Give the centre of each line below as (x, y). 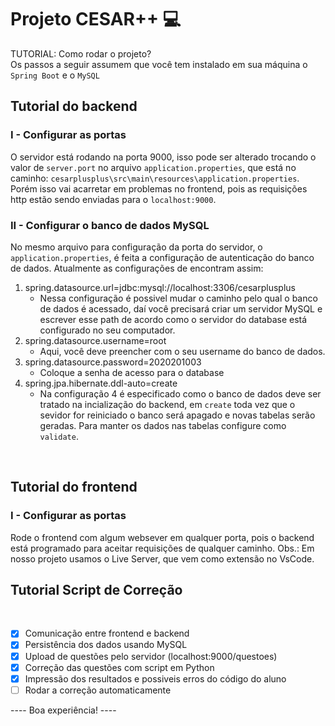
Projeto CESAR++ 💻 (96, 19)
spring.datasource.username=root (95, 340)
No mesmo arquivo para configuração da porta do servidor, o (136, 247)
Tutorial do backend (74, 106)
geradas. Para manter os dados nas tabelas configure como (163, 425)
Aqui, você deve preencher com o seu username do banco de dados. (182, 351)
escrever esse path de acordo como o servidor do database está (173, 319)
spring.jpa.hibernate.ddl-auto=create (101, 383)
